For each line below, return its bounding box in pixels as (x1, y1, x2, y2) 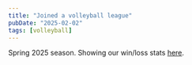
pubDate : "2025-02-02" (8, 19, 83, 27)
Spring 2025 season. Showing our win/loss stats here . (8, 48, 184, 58)
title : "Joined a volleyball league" (8, 11, 133, 20)
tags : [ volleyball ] (8, 26, 73, 34)
